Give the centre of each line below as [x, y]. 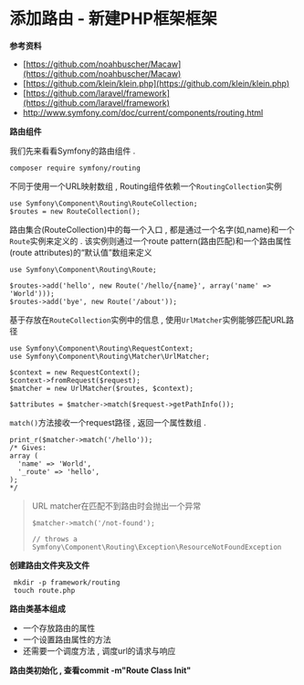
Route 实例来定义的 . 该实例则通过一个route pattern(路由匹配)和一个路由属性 [151, 241]
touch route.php [44, 590]
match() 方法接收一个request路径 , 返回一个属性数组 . [108, 422]
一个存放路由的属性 [59, 627]
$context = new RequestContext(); [75, 372]
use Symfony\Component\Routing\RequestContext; [102, 348]
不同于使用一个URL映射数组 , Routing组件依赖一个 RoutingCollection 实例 [146, 186]
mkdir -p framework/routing [67, 582]
